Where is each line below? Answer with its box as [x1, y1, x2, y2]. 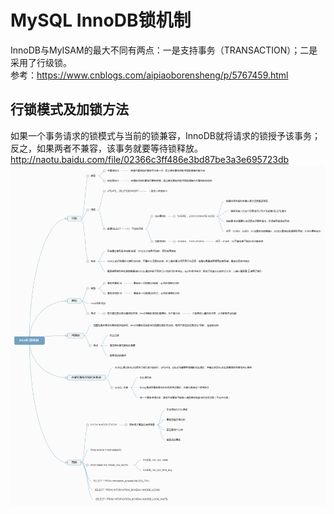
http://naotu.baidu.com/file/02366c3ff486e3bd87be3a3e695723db [10, 153, 290, 165]
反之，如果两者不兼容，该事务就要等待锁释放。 [10, 142, 203, 154]
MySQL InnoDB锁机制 [10, 9, 192, 32]
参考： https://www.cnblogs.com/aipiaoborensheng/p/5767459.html [10, 69, 289, 81]
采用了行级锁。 [10, 56, 72, 68]
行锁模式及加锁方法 [10, 101, 129, 118]
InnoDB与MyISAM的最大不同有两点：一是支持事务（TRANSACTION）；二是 [10, 44, 318, 56]
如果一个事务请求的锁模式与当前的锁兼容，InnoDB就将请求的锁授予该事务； [10, 129, 321, 141]
